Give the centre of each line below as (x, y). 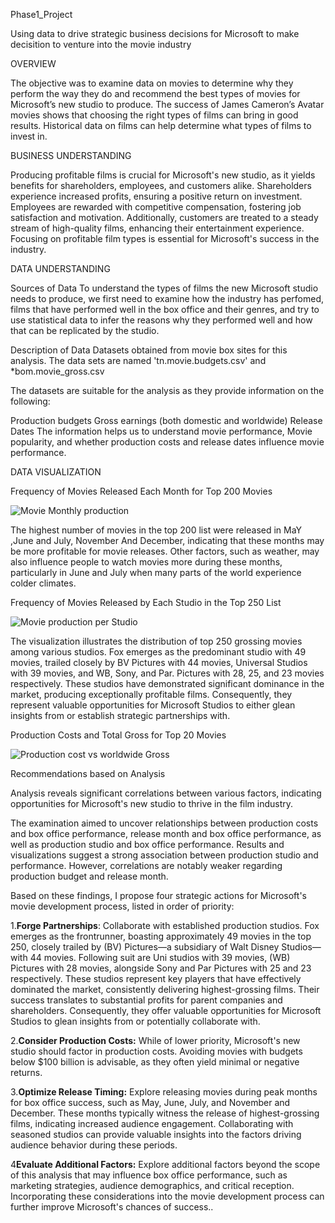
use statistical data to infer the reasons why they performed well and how (161, 320)
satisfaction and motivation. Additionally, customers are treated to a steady (164, 217)
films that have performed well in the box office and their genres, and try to (165, 309)
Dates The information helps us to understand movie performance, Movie (161, 431)
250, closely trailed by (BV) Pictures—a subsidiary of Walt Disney (145, 947)
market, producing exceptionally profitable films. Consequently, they (151, 694)
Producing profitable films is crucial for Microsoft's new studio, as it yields (163, 175)
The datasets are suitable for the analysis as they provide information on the (167, 390)
